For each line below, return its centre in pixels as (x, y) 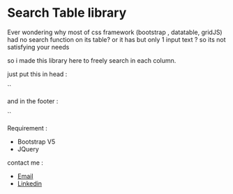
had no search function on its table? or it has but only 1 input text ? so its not (116, 39)
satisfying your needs (38, 47)
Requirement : (27, 128)
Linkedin (30, 184)
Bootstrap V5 (36, 142)
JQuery (28, 149)
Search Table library (67, 13)
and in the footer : (33, 101)
